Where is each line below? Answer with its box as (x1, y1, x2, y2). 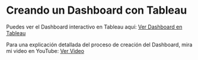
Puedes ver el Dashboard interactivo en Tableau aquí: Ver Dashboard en (6, 23, 183, 30)
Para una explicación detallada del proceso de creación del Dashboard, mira (6, 41, 193, 48)
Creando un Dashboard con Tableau (6, 4, 187, 17)
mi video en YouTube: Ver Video (6, 47, 85, 54)
